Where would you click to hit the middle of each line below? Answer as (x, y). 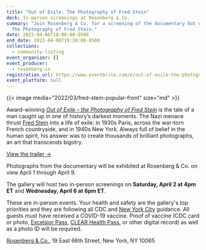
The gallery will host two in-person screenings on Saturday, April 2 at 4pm (101, 184)
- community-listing (38, 52)
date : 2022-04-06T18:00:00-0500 (48, 35)
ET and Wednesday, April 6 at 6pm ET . (56, 191)
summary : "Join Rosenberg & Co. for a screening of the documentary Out (101, 23)
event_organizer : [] (33, 58)
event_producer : (27, 63)
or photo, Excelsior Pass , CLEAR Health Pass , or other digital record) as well (102, 222)
